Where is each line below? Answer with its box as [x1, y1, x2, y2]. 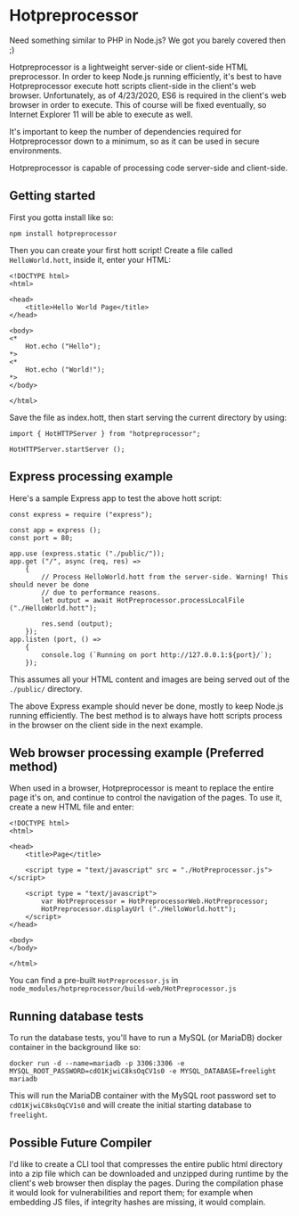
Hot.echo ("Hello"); [25, 341, 101, 350]
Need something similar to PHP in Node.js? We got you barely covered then [9, 35, 287, 45]
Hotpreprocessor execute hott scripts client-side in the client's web [9, 80, 256, 91]
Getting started [9, 188, 96, 203]
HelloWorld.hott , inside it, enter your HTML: [9, 254, 172, 265]
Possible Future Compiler [9, 1135, 153, 1150]
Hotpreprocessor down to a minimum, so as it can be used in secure [9, 136, 260, 146]
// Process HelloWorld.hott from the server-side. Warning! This [41, 572, 289, 581]
